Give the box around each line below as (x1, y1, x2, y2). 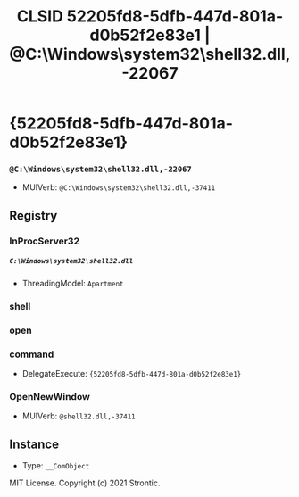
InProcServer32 (9, 235, 80, 247)
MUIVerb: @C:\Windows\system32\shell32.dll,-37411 (21, 182, 216, 193)
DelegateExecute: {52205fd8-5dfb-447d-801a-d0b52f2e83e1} (21, 368, 242, 378)
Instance (9, 436, 60, 451)
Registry (9, 208, 58, 223)
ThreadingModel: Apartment (21, 277, 124, 288)
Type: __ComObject (21, 460, 90, 471)
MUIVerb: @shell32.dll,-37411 (21, 410, 136, 421)
